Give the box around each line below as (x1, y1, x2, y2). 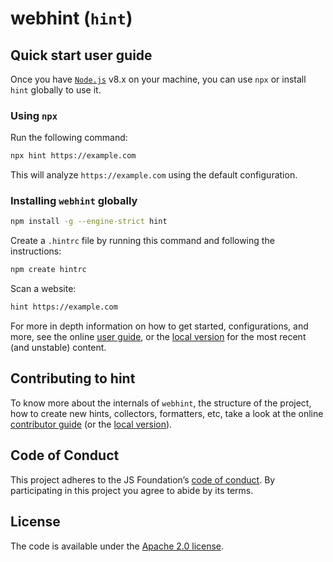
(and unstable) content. (10, 342, 107, 354)
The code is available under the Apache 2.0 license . (10, 540, 225, 552)
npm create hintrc (10, 265, 87, 275)
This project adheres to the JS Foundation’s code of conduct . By (10, 473, 276, 486)
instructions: (10, 245, 62, 257)
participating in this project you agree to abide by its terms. (10, 484, 254, 496)
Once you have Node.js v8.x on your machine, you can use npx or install (10, 73, 307, 85)
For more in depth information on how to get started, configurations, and (10, 320, 309, 332)
